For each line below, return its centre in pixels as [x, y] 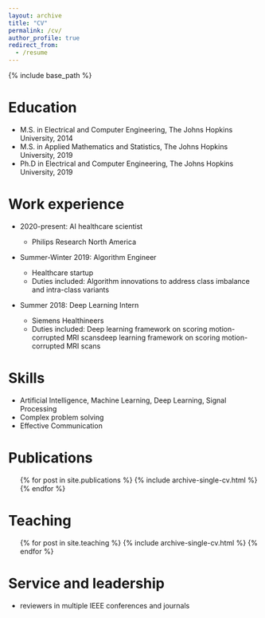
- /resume [31, 53]
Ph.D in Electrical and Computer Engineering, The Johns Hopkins [127, 163]
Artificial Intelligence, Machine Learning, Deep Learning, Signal [123, 400]
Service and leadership [86, 583]
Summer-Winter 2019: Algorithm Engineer [88, 257]
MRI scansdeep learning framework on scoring [143, 337]
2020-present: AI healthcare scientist [81, 226]
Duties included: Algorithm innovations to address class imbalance [141, 281]
